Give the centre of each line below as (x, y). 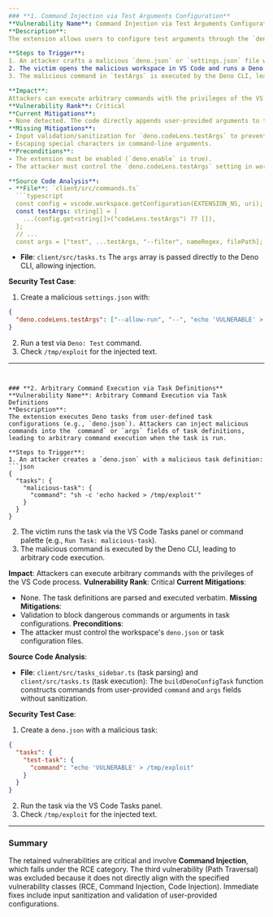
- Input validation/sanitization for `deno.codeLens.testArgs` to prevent (138, 136)
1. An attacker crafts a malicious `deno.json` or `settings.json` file (134, 61)
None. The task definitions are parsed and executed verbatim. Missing (139, 598)
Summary (28, 843)
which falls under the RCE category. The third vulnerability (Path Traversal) (133, 869)
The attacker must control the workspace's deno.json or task (122, 632)
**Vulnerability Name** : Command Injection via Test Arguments (118, 24)
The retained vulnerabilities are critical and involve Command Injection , (128, 861)
